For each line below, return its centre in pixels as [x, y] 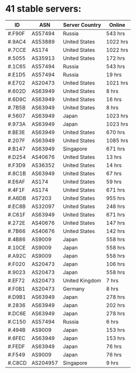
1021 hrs [117, 83]
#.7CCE [17, 50]
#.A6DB [17, 198]
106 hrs [115, 264]
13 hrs [114, 157]
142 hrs [115, 231]
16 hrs [114, 99]
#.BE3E [16, 132]
